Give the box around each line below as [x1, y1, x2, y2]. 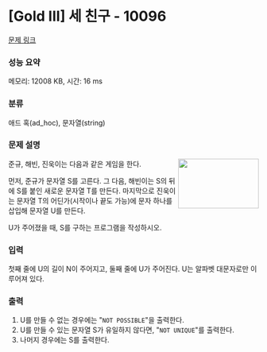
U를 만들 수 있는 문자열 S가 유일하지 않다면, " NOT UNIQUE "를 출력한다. [19, 325, 234, 335]
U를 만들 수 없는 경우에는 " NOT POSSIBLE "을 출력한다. [19, 315, 185, 325]
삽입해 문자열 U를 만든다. [8, 206, 86, 215]
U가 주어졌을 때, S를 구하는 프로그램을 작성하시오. [8, 222, 162, 232]
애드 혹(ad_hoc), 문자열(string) [8, 118, 106, 127]
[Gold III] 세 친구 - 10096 [8, 7, 167, 25]
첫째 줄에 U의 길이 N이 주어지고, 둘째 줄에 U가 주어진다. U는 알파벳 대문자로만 [8, 264, 249, 274]
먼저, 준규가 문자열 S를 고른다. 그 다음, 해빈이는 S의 [8, 176, 168, 185]
